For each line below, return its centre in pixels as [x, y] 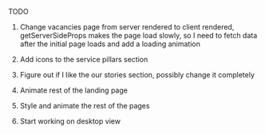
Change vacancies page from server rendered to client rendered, [127, 27]
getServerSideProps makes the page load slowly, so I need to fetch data [138, 35]
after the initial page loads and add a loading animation [110, 44]
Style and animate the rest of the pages [85, 106]
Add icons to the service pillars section [84, 59]
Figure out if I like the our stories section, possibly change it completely [137, 75]
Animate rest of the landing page [73, 90]
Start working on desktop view [70, 121]
